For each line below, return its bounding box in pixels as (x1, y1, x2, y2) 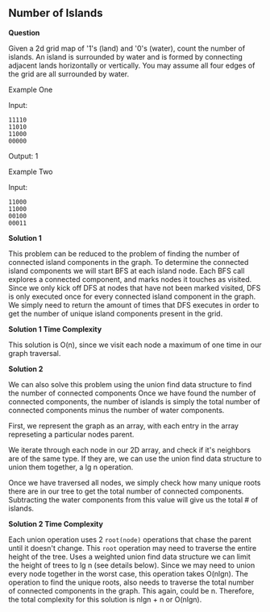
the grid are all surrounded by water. (8, 68, 130, 79)
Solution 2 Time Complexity (8, 519, 103, 528)
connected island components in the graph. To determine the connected (8, 257, 249, 267)
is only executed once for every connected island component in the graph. (8, 292, 256, 301)
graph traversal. (8, 348, 61, 358)
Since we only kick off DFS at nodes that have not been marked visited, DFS (8, 283, 261, 292)
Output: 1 (8, 151, 39, 160)
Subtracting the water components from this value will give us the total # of (8, 494, 259, 504)
